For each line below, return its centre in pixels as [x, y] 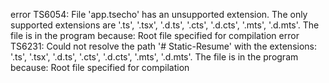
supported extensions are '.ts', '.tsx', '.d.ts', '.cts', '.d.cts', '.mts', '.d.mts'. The [165, 25]
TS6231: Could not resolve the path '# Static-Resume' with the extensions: [163, 46]
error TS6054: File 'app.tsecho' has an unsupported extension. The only [159, 14]
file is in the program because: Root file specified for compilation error [155, 35]
